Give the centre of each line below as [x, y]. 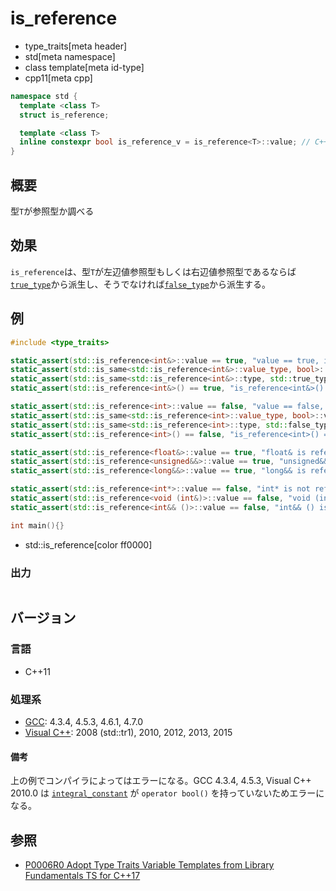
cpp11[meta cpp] [58, 78]
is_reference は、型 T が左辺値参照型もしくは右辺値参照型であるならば [153, 271]
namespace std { [44, 96]
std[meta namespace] [70, 56]
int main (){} [37, 525]
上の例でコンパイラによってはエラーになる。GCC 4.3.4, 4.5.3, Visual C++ [161, 781]
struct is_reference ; [64, 115]
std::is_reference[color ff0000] [88, 544]
